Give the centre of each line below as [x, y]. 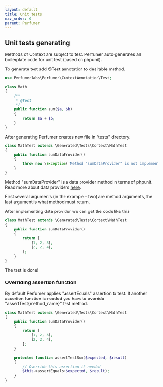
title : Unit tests [24, 14]
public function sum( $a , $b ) [43, 109]
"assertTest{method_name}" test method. [47, 303]
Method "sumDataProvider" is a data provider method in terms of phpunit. [79, 182]
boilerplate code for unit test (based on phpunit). [54, 60]
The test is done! [22, 270]
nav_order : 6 [18, 18]
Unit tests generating [38, 43]
